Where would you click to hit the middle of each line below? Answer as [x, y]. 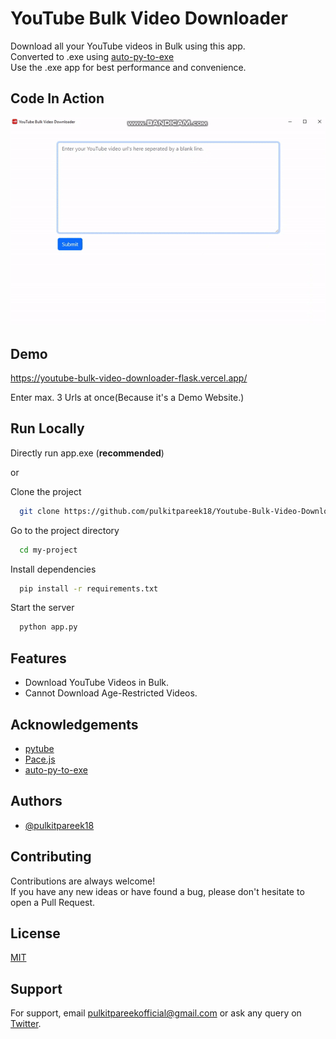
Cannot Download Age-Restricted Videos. [111, 693]
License [35, 933]
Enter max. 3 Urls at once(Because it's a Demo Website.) [127, 398]
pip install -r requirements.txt [89, 588]
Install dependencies [53, 569]
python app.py [48, 627]
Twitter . [26, 1024]
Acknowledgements [74, 724]
